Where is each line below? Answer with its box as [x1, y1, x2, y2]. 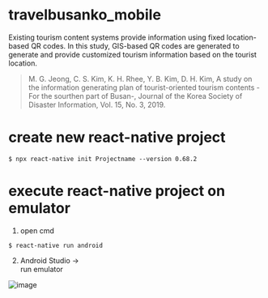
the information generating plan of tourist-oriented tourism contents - [28, 83, 261, 92]
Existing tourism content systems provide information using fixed [8, 32, 225, 42]
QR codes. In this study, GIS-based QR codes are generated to [31, 40, 240, 50]
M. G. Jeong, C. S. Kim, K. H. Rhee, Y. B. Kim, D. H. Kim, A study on [28, 74, 253, 83]
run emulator [19, 264, 63, 274]
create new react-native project [8, 128, 226, 147]
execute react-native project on [8, 182, 225, 200]
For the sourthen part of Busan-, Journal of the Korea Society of [28, 91, 243, 100]
